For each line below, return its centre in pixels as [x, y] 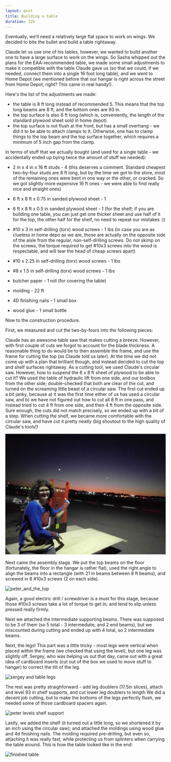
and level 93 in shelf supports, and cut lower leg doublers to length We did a [85, 692]
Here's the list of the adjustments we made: [51, 94]
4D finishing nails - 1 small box [45, 300]
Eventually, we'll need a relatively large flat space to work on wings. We [80, 37]
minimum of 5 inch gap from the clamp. [54, 142]
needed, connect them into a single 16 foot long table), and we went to [79, 73]
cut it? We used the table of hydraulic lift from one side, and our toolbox [80, 378]
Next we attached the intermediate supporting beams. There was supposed [84, 619]
